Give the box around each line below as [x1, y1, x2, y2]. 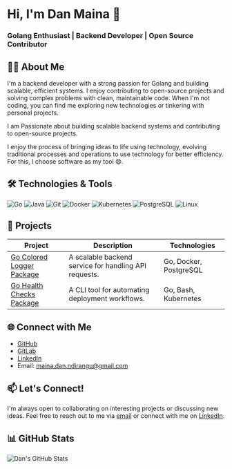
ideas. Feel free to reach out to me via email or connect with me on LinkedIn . [7, 412, 225, 420]
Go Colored [10, 252, 48, 262]
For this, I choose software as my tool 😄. [7, 157, 124, 165]
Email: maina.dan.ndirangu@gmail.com [17, 362, 128, 370]
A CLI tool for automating [68, 285, 150, 294]
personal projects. [7, 108, 59, 117]
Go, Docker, [163, 256, 202, 266]
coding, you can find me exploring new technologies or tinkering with [7, 101, 204, 109]
